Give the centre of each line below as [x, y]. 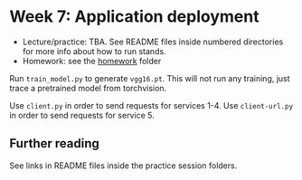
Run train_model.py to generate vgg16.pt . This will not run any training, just [150, 78]
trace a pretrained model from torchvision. [88, 88]
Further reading [54, 143]
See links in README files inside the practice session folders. [123, 166]
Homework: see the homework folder [92, 61]
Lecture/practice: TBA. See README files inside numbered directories [153, 42]
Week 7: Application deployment [134, 17]
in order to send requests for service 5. [82, 115]
